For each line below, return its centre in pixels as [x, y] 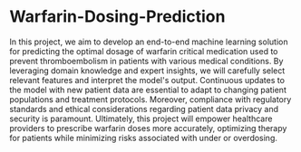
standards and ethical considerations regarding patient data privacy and [144, 109]
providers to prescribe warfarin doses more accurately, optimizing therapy [148, 128]
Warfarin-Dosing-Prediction [117, 17]
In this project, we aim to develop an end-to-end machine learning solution [149, 42]
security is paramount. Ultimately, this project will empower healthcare [141, 119]
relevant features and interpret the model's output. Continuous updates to [147, 80]
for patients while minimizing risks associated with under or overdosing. [144, 138]
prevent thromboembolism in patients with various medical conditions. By [146, 61]
